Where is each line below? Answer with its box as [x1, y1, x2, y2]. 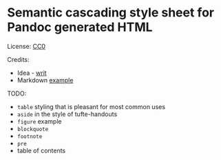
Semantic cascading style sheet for [7, 5, 215, 21]
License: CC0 [7, 42, 46, 50]
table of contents [17, 146, 66, 155]
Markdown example [17, 76, 74, 84]
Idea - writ [17, 69, 47, 77]
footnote [17, 133, 43, 140]
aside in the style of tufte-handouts [17, 110, 118, 118]
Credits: [7, 55, 30, 63]
